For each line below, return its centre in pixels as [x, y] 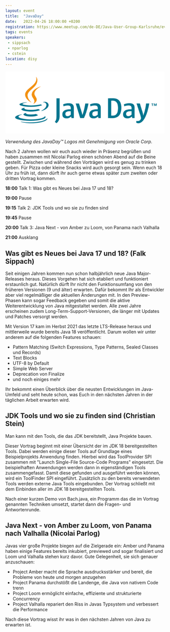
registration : [20, 27]
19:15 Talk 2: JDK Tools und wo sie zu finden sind [57, 208]
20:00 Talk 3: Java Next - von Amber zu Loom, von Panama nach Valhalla [82, 228]
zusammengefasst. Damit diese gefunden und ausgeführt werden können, [83, 473]
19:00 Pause [18, 198]
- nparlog [18, 48]
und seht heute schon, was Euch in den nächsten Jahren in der [87, 394]
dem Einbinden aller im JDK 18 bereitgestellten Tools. [61, 489]
